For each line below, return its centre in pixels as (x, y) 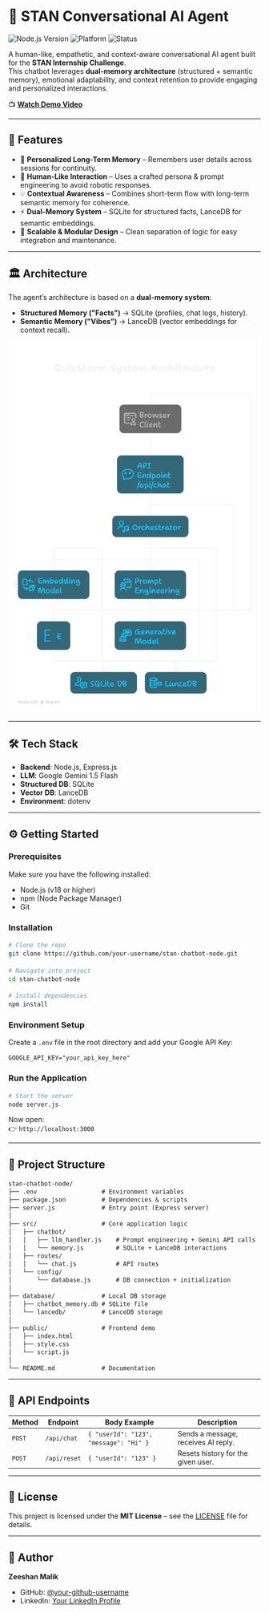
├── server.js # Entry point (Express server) (109, 1208)
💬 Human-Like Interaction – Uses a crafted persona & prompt (122, 176)
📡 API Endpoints (49, 1400)
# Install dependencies (48, 996)
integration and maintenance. (68, 240)
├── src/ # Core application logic (98, 1224)
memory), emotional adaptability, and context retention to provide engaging (133, 79)
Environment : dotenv (55, 801)
